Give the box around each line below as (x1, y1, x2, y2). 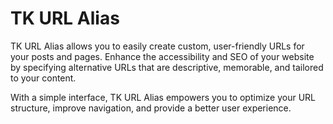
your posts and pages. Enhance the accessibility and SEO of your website (10, 50, 315, 62)
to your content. (10, 72, 77, 84)
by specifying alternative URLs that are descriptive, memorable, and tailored (10, 61, 324, 73)
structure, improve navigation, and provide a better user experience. (10, 102, 292, 114)
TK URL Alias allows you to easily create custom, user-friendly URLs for (10, 40, 305, 52)
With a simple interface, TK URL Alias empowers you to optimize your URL (10, 91, 317, 103)
